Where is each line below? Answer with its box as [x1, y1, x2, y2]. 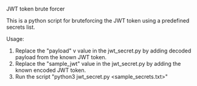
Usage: [6, 35, 24, 42]
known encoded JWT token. [15, 66, 86, 74]
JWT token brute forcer [6, 5, 65, 12]
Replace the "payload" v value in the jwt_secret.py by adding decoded [15, 47, 192, 54]
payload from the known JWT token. [15, 54, 107, 60]
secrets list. [6, 24, 35, 30]
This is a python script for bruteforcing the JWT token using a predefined [6, 17, 190, 24]
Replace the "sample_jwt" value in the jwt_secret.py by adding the [15, 60, 181, 67]
